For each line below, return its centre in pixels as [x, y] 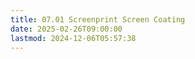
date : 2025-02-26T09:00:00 [66, 29]
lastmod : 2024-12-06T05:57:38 [73, 38]
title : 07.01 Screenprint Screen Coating [98, 19]
